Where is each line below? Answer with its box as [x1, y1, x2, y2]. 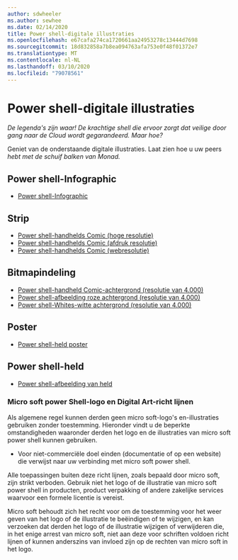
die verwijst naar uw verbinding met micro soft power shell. [17, 457, 191, 465]
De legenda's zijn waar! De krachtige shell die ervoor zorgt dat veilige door [7, 123, 227, 132]
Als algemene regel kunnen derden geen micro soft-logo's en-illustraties [7, 413, 220, 422]
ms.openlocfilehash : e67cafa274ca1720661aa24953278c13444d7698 [7, 37, 198, 44]
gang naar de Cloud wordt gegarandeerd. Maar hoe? [7, 131, 163, 140]
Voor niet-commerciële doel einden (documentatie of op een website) [17, 449, 222, 458]
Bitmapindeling [7, 267, 76, 279]
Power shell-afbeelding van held [17, 379, 113, 388]
